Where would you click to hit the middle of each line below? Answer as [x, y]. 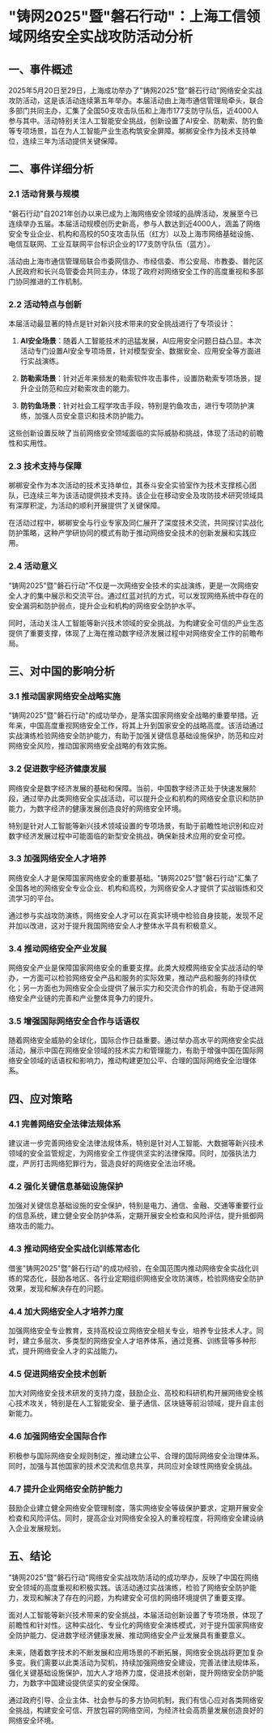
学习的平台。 [36, 898]
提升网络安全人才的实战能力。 [72, 1351]
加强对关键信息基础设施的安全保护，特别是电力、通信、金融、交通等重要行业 [136, 1206]
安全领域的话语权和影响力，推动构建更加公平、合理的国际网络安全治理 [132, 1061]
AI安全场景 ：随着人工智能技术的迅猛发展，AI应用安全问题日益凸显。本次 [140, 341]
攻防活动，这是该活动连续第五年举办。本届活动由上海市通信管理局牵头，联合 [136, 101]
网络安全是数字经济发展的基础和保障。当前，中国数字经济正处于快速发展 [129, 788]
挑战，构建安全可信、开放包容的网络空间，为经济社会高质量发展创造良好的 [139, 1710]
